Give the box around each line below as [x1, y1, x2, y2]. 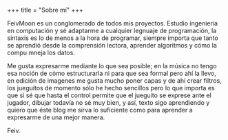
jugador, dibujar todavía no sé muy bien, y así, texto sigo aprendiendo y [7, 99, 210, 106]
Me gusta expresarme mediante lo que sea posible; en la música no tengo [7, 62, 217, 70]
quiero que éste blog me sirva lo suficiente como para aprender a [7, 106, 193, 114]
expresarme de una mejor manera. [7, 113, 105, 121]
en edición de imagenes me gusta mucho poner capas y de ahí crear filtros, [7, 77, 222, 85]
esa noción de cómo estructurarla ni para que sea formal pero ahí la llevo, [7, 69, 217, 77]
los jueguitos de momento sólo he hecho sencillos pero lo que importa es [7, 84, 215, 92]
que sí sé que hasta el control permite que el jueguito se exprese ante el [7, 91, 211, 99]
